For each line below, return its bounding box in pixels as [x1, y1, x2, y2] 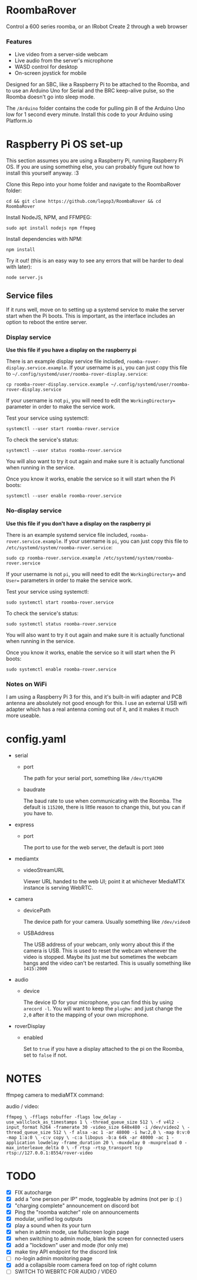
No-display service [6, 506, 62, 515]
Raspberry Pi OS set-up [6, 138, 123, 151]
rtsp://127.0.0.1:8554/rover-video [6, 1150, 93, 1156]
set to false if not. [23, 1051, 67, 1058]
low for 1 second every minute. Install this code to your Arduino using [6, 111, 173, 118]
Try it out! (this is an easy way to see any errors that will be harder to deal [6, 257, 184, 264]
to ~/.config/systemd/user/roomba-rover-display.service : [6, 370, 148, 377]
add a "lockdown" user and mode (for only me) [14, 1242, 128, 1249]
